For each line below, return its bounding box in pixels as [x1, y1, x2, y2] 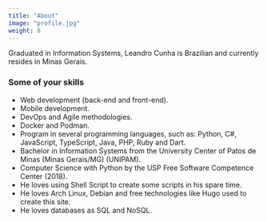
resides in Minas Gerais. [8, 57, 88, 66]
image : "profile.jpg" [8, 19, 81, 27]
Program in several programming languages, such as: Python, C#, [19, 129, 237, 138]
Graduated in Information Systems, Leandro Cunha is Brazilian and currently [8, 49, 259, 58]
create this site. [19, 196, 71, 206]
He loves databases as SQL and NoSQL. [19, 205, 153, 215]
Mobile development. [19, 103, 90, 113]
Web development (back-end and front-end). [19, 95, 169, 105]
